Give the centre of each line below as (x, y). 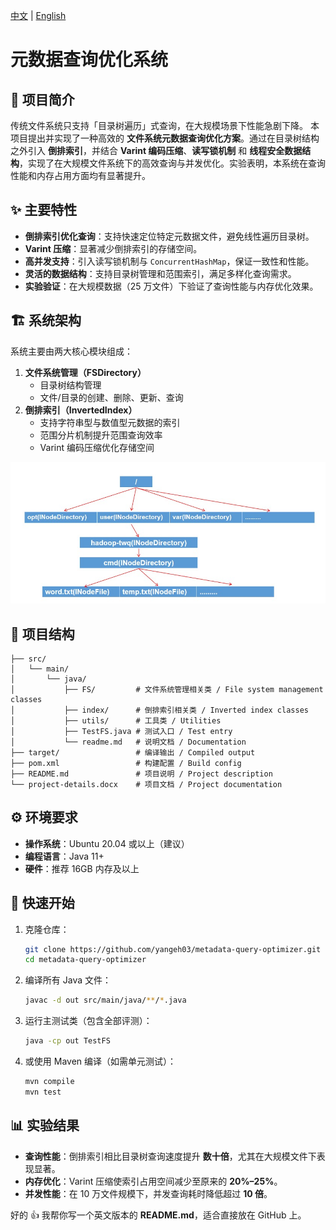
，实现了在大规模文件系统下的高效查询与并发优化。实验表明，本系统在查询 (172, 163)
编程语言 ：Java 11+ (64, 856)
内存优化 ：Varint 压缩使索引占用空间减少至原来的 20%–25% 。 (153, 1181)
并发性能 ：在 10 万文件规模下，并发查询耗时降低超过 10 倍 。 (148, 1193)
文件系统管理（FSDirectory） (85, 372)
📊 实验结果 (45, 1125)
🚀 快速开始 (42, 903)
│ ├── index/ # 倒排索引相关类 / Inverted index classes (159, 710)
